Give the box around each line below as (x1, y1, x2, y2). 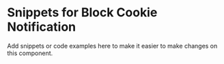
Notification (7, 19, 76, 35)
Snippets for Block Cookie (7, 5, 158, 20)
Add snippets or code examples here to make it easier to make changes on (7, 42, 218, 50)
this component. (7, 49, 53, 57)
